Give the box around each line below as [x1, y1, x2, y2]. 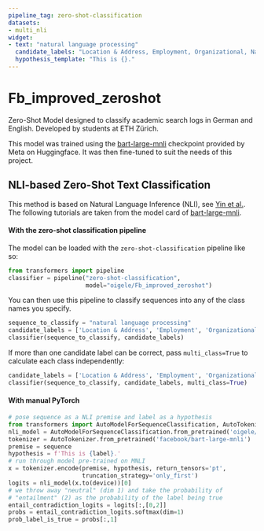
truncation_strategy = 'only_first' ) [82, 472, 199, 480]
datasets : [8, 19, 41, 27]
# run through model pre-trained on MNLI [8, 457, 146, 465]
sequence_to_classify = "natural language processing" [8, 319, 192, 327]
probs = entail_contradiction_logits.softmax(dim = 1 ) [8, 508, 185, 516]
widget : [8, 33, 34, 42]
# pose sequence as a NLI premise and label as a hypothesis [8, 414, 213, 422]
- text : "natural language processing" [8, 41, 139, 49]
